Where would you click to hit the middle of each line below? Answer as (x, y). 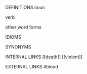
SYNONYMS (18, 47)
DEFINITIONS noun (25, 7)
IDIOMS (13, 37)
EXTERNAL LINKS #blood (32, 67)
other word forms (24, 27)
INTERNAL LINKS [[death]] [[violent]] (44, 57)
